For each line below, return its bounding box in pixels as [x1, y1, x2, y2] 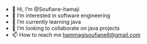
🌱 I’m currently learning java [11, 18, 81, 25]
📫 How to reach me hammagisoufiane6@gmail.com [11, 32, 141, 38]
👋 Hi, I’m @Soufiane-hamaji [11, 6, 79, 12]
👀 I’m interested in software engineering [11, 12, 111, 19]
